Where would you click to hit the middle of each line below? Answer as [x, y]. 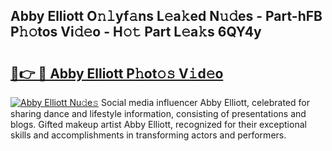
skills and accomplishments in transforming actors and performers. [148, 135]
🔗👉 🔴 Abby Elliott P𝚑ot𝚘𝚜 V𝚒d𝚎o [117, 73]
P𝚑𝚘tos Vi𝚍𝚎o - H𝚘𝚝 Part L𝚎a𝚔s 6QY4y [136, 32]
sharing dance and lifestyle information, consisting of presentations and [158, 113]
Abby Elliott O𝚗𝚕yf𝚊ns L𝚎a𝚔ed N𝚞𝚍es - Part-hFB [166, 16]
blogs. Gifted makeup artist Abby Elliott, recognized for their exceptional [158, 124]
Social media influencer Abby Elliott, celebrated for [205, 102]
